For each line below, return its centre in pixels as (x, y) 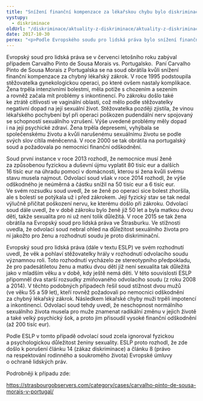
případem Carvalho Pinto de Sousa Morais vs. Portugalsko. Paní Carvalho (98, 63)
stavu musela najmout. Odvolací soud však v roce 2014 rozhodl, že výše (96, 178)
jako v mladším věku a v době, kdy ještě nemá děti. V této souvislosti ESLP (99, 273)
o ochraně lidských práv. (37, 362)
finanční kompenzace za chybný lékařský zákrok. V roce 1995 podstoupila (99, 76)
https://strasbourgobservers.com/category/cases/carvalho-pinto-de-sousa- (101, 385)
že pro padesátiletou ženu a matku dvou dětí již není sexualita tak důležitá (98, 267)
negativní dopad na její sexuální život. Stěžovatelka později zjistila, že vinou (100, 108)
